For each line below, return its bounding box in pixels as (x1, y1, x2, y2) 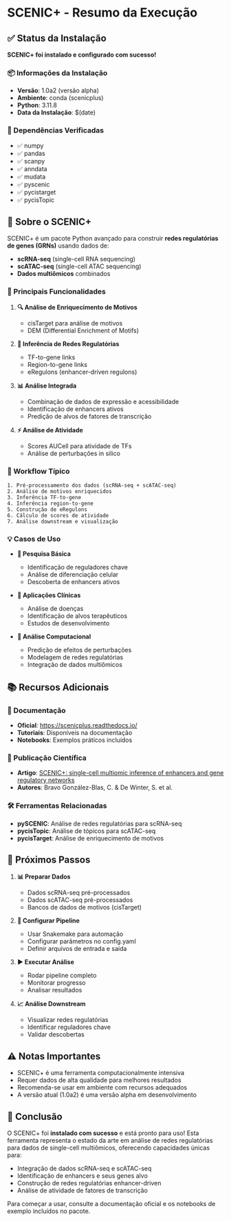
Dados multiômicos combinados (16, 270, 111, 278)
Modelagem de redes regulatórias (27, 653, 124, 661)
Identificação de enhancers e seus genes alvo (16, 1172, 148, 1180)
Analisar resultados (27, 986, 82, 994)
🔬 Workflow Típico (7, 466, 70, 476)
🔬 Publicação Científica (7, 753, 87, 763)
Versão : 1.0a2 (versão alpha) (16, 86, 100, 94)
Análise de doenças (27, 605, 84, 613)
